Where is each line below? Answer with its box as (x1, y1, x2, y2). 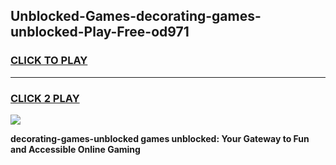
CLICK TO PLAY (10, 54, 88, 68)
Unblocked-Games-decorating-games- (10, 8, 262, 25)
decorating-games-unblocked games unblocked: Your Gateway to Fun (10, 132, 310, 144)
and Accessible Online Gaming (10, 143, 141, 155)
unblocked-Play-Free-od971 (10, 24, 190, 41)
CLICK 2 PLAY (10, 91, 80, 105)
